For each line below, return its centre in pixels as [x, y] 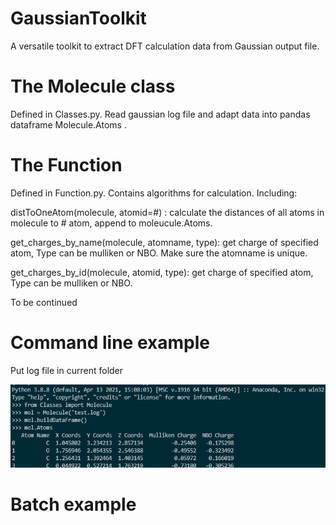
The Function [66, 165]
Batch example [73, 504]
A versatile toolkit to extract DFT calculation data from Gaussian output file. [165, 46]
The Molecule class [93, 86]
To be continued [44, 302]
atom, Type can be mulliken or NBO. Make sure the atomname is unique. [159, 253]
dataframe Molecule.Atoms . [68, 124]
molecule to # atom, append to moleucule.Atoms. [111, 223]
